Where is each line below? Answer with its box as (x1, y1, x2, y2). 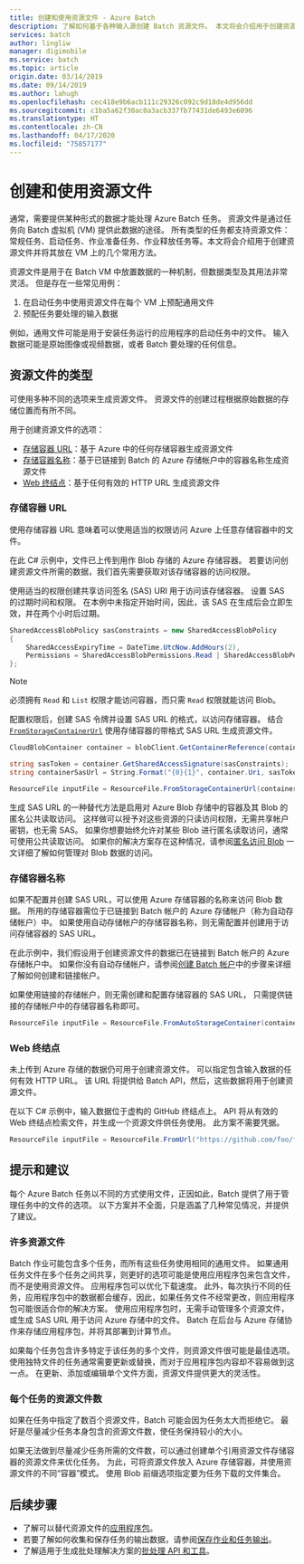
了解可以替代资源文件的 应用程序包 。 (22, 1522, 158, 1534)
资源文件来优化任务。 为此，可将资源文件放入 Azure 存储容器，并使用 (24, 1456, 284, 1467)
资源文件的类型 (9, 367, 93, 383)
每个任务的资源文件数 (9, 1393, 102, 1406)
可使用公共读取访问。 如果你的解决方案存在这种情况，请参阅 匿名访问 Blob (9, 835, 285, 846)
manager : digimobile (9, 47, 88, 56)
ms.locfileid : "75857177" (9, 139, 107, 148)
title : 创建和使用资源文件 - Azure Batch (9, 13, 156, 23)
